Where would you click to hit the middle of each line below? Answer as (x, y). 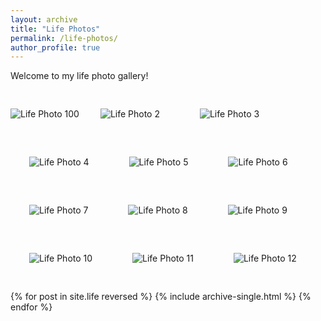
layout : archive (44, 19)
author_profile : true (55, 47)
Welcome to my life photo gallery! (79, 76)
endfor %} (31, 307)
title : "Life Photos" (55, 29)
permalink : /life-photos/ (64, 38)
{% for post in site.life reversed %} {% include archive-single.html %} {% (161, 297)
